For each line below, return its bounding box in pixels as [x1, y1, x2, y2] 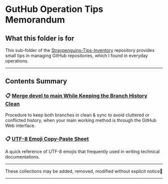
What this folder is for [5, 34, 74, 42]
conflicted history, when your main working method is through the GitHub [5, 117, 156, 123]
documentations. [5, 153, 40, 159]
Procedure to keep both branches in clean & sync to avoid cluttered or [5, 111, 150, 118]
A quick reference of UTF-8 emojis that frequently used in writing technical [5, 148, 160, 154]
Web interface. [5, 122, 36, 128]
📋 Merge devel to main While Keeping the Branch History [5, 92, 147, 99]
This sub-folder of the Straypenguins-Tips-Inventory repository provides [5, 47, 155, 53]
